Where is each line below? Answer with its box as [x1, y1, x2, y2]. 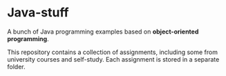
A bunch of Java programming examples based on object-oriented [7, 27, 199, 36]
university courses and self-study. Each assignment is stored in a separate [7, 55, 220, 63]
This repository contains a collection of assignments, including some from [7, 48, 218, 56]
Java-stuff [7, 5, 69, 21]
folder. [7, 62, 26, 71]
